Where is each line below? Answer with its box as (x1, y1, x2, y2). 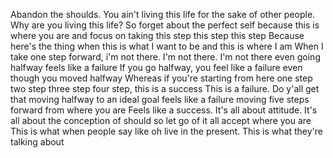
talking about (10, 136, 65, 148)
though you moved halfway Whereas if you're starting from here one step (10, 72, 313, 84)
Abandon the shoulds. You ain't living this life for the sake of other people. (10, 9, 316, 20)
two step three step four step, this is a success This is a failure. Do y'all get (10, 83, 320, 94)
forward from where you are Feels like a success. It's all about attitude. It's (10, 104, 318, 116)
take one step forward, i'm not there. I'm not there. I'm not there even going (10, 51, 321, 63)
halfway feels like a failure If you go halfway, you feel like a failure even (10, 62, 303, 73)
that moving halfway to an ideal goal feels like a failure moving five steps (10, 94, 310, 105)
